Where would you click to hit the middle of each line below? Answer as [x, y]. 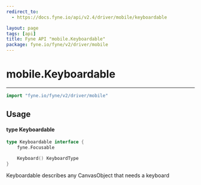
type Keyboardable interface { [45, 142]
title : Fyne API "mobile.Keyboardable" [56, 39]
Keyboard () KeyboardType [48, 159]
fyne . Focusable [36, 148]
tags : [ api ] [21, 33]
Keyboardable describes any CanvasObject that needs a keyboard [88, 175]
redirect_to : [22, 12]
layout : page [22, 28]
